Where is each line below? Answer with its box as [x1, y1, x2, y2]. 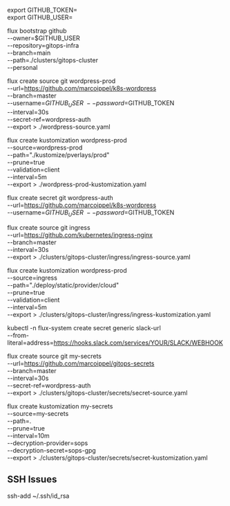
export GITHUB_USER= [7, 13, 73, 21]
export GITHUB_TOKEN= [7, 6, 78, 14]
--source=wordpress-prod [7, 143, 83, 152]
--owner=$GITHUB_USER [7, 34, 81, 42]
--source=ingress [7, 273, 57, 282]
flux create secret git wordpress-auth [7, 193, 114, 201]
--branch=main [7, 48, 51, 57]
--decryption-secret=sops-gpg [7, 446, 97, 454]
